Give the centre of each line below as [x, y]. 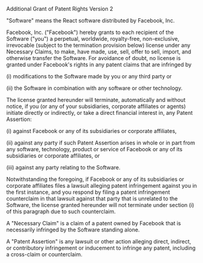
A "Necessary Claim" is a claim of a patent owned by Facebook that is [94, 223]
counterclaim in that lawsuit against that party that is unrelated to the [92, 199]
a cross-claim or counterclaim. [45, 254]
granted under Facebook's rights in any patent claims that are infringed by [99, 64]
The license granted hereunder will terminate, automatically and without [96, 100]
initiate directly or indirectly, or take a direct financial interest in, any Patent [99, 113]
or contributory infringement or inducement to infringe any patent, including [101, 248]
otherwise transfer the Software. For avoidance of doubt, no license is [94, 58]
